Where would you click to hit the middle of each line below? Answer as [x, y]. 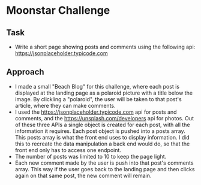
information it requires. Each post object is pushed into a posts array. [100, 131]
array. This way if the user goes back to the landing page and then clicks [105, 169]
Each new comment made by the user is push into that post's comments [104, 163]
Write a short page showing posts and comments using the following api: [105, 47]
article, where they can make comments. [65, 105]
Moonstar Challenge [58, 10]
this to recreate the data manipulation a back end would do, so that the [102, 144]
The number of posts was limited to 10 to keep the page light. [91, 156]
